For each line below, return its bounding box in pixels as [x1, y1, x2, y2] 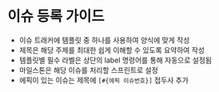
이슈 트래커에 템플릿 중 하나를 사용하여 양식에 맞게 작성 [18, 35, 190, 45]
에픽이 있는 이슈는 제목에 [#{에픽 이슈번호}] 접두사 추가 [18, 75, 189, 85]
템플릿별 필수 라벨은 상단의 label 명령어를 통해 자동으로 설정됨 [18, 55, 213, 65]
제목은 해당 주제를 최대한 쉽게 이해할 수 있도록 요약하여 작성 [18, 45, 205, 54]
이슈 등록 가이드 [7, 7, 105, 26]
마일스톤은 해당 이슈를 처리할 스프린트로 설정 [18, 65, 159, 74]
